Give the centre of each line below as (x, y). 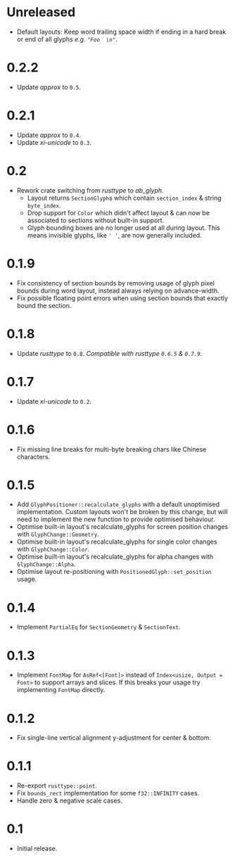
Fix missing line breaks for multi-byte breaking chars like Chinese (112, 449)
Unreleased (41, 12)
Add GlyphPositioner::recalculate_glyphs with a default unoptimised (118, 504)
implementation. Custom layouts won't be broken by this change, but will (122, 512)
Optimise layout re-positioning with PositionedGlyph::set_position (114, 572)
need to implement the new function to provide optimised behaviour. (116, 519)
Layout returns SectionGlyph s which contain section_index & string (125, 198)
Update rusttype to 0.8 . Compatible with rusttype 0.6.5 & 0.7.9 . (109, 353)
